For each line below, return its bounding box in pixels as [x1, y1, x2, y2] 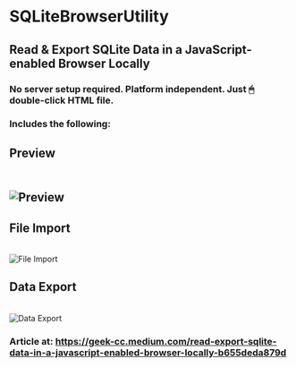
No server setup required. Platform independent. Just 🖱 [9, 82, 255, 95]
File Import [9, 220, 72, 235]
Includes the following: [9, 118, 112, 131]
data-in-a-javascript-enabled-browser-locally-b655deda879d [9, 346, 287, 359]
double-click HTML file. [9, 94, 114, 107]
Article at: [9, 335, 54, 347]
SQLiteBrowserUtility [9, 6, 170, 27]
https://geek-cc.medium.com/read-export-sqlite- [55, 335, 277, 347]
